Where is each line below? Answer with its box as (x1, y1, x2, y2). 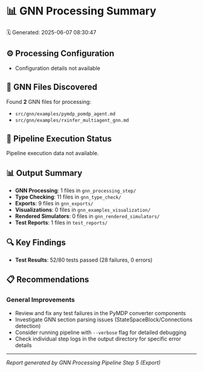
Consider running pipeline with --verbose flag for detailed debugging (14, 329, 187, 336)
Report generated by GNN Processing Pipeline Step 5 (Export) (6, 359, 161, 366)
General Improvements (6, 296, 76, 304)
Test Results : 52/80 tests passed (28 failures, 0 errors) (14, 257, 153, 263)
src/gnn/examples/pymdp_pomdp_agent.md (14, 111, 116, 117)
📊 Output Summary (6, 168, 83, 178)
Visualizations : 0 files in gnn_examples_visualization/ (14, 206, 151, 214)
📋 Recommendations (6, 275, 89, 285)
